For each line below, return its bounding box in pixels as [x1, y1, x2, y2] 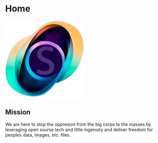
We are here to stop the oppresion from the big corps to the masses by [5, 121, 151, 127]
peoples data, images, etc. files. [5, 132, 71, 138]
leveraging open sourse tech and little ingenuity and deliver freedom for [5, 127, 153, 133]
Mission [5, 108, 31, 117]
